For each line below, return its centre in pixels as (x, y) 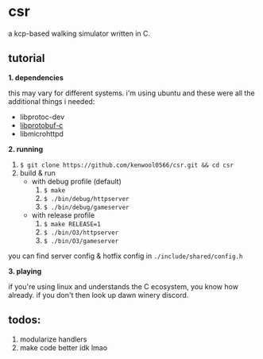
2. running (26, 149)
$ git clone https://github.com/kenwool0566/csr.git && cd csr (127, 165)
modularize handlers (53, 339)
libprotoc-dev (42, 117)
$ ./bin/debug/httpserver (86, 199)
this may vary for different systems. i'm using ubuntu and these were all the (132, 93)
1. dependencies (36, 77)
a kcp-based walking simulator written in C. (79, 33)
